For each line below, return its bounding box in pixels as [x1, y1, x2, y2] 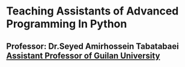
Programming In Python [6, 17, 127, 31]
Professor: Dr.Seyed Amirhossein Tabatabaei [6, 41, 179, 51]
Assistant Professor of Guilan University [6, 50, 160, 61]
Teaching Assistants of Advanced [6, 4, 179, 18]
